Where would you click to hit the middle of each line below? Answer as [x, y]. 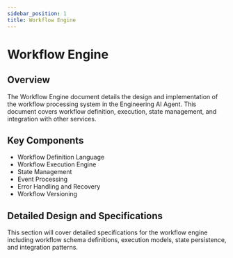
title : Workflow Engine [42, 20]
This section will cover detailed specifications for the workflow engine [107, 232]
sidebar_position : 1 [37, 14]
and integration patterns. [43, 248]
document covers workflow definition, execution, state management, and [112, 111]
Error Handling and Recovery [59, 187]
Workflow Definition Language [61, 157]
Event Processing [42, 179]
